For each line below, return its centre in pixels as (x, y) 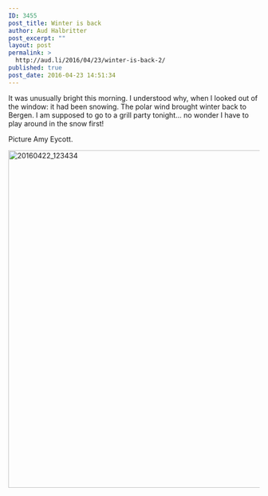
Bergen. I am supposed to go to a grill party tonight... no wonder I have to (129, 115)
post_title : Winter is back (55, 23)
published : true (35, 68)
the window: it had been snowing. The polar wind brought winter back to (128, 106)
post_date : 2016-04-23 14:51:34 (62, 75)
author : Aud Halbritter (48, 30)
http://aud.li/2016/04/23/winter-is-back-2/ (91, 61)
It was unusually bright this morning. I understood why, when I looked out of (133, 98)
